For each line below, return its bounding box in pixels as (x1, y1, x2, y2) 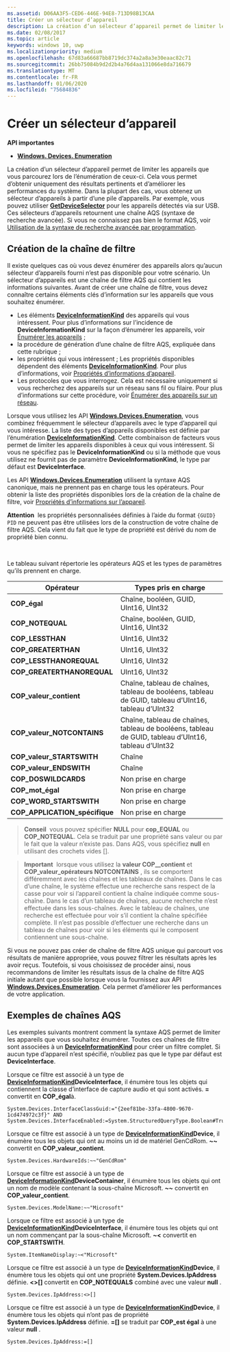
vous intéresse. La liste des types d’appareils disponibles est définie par (7, 426, 210, 434)
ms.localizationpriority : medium (7, 49, 103, 55)
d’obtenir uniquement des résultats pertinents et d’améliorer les (7, 179, 186, 188)
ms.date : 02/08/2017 (7, 29, 66, 36)
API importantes (7, 138, 55, 147)
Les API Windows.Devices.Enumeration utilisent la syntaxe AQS (7, 475, 190, 484)
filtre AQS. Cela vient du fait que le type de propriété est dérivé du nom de (7, 525, 217, 534)
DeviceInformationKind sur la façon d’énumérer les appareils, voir (16, 325, 205, 334)
